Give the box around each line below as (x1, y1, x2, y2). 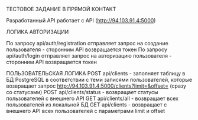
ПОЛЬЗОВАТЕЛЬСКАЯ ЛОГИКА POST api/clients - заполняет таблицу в (6, 70, 186, 76)
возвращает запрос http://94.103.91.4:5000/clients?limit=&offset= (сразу (6, 82, 187, 89)
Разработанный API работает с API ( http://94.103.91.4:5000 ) (6, 17, 156, 24)
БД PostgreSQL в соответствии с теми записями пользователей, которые (6, 76, 193, 83)
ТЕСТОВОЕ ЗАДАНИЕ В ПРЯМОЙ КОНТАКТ (6, 6, 116, 12)
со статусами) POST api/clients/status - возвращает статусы (6, 89, 158, 95)
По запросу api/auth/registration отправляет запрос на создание (6, 40, 168, 46)
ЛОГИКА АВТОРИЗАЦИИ (6, 28, 69, 35)
